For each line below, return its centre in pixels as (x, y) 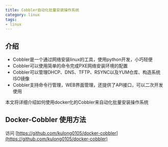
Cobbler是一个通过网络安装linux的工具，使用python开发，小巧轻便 (83, 60)
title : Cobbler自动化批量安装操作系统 (42, 10)
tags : (11, 19)
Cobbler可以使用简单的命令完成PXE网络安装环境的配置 (70, 66)
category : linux (22, 15)
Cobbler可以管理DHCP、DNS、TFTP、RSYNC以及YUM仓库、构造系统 (87, 72)
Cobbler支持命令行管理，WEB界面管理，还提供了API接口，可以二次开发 (88, 85)
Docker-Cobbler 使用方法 (46, 120)
